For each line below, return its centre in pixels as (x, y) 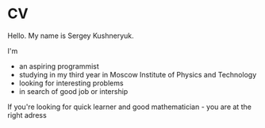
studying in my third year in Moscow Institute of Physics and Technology (138, 74)
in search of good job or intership (73, 91)
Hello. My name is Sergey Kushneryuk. (71, 36)
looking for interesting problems (71, 83)
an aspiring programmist (59, 66)
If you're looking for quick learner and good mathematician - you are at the (129, 107)
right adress (27, 115)
